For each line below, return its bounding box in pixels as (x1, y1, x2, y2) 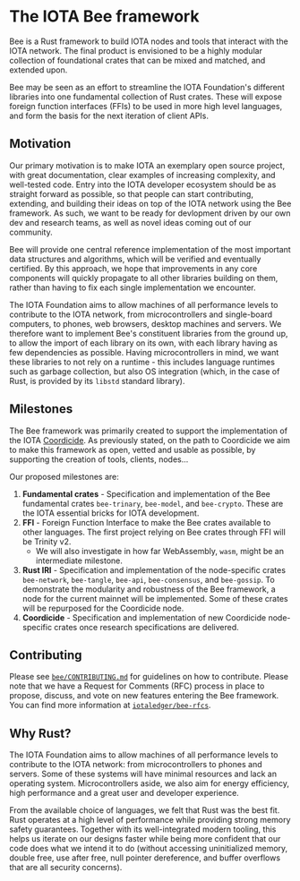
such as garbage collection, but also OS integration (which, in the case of (9, 365, 280, 377)
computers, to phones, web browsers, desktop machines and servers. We (9, 318, 282, 329)
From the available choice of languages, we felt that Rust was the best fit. (9, 805, 280, 816)
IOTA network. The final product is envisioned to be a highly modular (9, 45, 262, 56)
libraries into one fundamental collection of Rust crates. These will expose (9, 91, 282, 102)
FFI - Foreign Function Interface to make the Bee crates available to (21, 517, 271, 527)
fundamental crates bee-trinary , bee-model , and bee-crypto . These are (21, 498, 284, 509)
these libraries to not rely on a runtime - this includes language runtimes (9, 356, 276, 367)
